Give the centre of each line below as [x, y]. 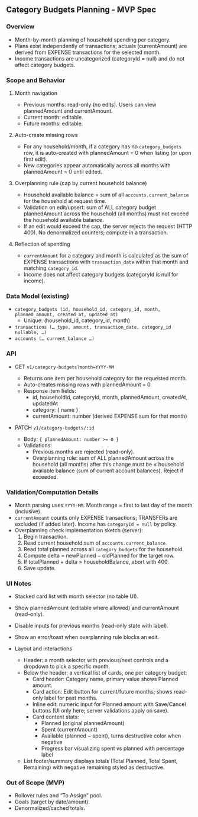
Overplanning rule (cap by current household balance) [81, 183]
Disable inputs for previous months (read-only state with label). [91, 626]
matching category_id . [51, 268]
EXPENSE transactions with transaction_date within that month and [106, 262]
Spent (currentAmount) [69, 730]
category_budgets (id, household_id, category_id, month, [87, 310]
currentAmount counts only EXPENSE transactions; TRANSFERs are [96, 517]
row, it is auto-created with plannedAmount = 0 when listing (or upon [107, 152]
